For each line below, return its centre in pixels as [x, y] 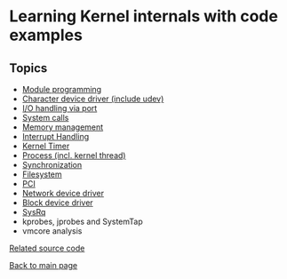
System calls [45, 118]
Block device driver [57, 203]
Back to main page [44, 265]
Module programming [62, 89]
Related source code [47, 248]
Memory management [63, 127]
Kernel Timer [46, 146]
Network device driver [63, 193]
